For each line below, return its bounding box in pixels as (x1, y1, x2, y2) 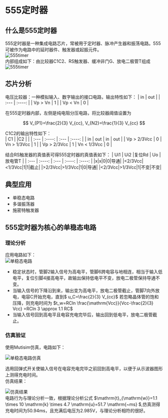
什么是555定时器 (5, 26, 57, 35)
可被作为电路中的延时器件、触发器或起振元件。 (5, 47, 101, 53)
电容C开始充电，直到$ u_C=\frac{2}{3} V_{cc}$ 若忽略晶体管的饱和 (21, 294, 159, 300)
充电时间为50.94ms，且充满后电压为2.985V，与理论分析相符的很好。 (5, 407, 148, 413)
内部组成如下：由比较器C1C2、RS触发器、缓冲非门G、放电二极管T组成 (5, 58, 151, 64)
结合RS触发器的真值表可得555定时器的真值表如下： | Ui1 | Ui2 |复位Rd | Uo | (5, 152, 161, 158)
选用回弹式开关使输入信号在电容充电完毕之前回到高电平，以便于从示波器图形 (5, 365, 163, 371)
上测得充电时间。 (5, 372, 40, 378)
